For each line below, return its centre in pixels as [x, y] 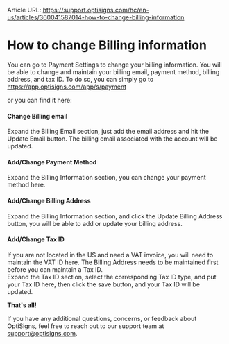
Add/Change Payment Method [52, 162]
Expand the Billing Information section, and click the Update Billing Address [115, 216]
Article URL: [24, 10]
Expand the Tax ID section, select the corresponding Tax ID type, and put [112, 277]
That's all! [22, 305]
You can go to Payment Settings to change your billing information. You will [114, 64]
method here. [26, 185]
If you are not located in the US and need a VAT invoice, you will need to [110, 255]
